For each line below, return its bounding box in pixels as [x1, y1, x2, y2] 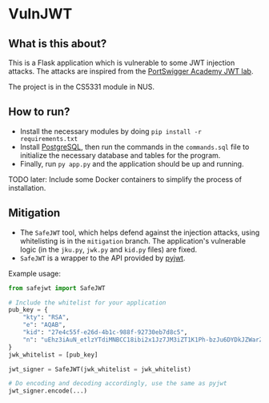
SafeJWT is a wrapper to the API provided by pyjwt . [19, 253, 186, 263]
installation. [8, 183, 46, 192]
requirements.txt [19, 135, 78, 143]
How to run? [8, 105, 70, 119]
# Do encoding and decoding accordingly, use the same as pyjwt [8, 380, 227, 388]
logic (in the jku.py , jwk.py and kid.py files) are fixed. [19, 244, 198, 254]
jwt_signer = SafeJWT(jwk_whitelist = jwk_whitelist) [8, 365, 192, 373]
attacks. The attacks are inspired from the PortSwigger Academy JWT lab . [8, 66, 254, 76]
